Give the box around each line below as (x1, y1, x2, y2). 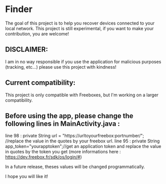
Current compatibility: (5, 79, 76, 87)
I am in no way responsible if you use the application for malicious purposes (5, 59, 162, 65)
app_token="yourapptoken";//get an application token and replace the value (5, 143, 162, 149)
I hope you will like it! (5, 173, 48, 179)
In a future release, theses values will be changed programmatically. (5, 164, 146, 170)
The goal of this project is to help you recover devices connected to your (5, 20, 155, 26)
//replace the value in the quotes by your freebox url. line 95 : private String (5, 138, 160, 144)
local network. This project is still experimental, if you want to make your (5, 25, 154, 31)
